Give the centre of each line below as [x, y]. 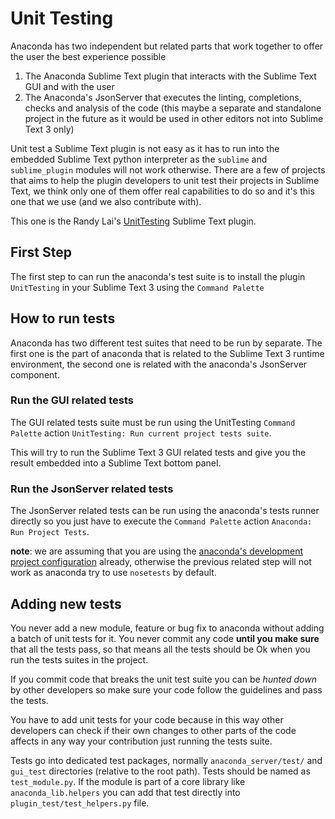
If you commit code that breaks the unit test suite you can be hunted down [163, 679]
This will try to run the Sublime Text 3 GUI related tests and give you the [158, 452]
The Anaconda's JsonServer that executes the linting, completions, [163, 97]
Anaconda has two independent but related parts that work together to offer [167, 46]
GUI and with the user [69, 86]
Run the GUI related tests [72, 400]
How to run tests [63, 318]
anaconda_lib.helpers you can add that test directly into [125, 792]
